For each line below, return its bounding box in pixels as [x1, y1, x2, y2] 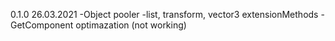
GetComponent [10, 19, 74, 31]
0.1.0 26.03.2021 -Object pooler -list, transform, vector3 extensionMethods [10, 9, 319, 20]
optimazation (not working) [75, 19, 187, 31]
